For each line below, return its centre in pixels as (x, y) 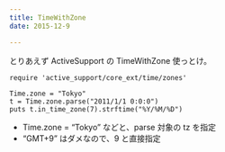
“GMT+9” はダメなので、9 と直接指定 (91, 138)
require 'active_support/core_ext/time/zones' (98, 77)
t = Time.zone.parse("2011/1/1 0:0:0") (84, 101)
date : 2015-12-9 (40, 26)
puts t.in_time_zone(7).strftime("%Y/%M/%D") (96, 109)
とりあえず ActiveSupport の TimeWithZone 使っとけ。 (111, 60)
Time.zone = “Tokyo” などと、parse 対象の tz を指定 (119, 127)
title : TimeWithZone (48, 18)
